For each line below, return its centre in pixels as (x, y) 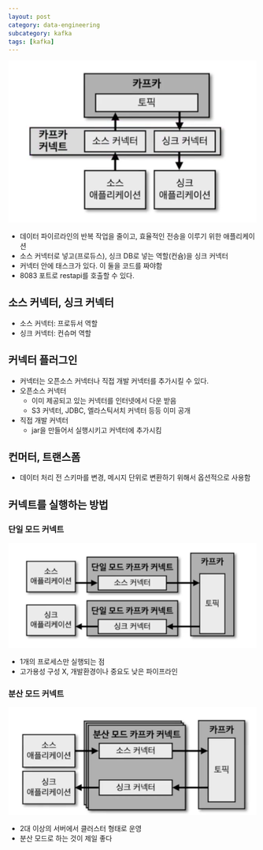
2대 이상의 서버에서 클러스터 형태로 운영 (80, 829)
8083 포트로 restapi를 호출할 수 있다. (77, 275)
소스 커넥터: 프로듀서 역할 (59, 323)
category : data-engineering (54, 25)
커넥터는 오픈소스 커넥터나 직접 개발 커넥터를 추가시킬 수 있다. (114, 380)
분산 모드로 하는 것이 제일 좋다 (66, 838)
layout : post (30, 17)
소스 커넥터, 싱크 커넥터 (61, 303)
